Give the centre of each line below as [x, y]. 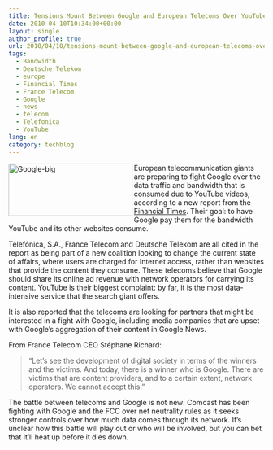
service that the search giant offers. [100, 296]
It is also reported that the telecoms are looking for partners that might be [131, 312]
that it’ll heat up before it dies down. [69, 437]
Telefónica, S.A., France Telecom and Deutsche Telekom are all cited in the [134, 244]
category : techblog [41, 144]
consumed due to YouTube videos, [192, 194]
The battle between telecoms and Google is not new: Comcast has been [129, 402]
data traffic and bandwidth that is [189, 185]
